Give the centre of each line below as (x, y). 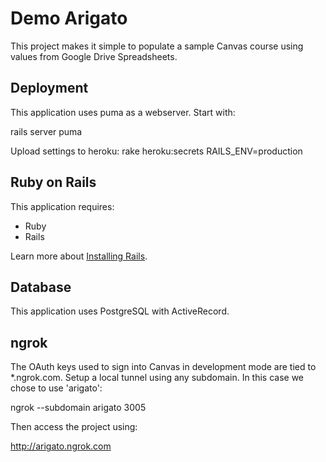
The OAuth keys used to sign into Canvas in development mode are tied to (163, 367)
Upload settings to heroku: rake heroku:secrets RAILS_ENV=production (156, 151)
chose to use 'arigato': (56, 388)
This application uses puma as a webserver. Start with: (123, 112)
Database (41, 287)
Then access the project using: (74, 427)
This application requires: (62, 206)
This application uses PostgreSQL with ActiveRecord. (120, 311)
